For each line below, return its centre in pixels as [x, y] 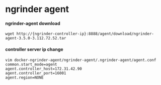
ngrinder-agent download [33, 23]
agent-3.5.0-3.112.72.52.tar [36, 38]
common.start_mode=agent [31, 64]
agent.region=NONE [24, 77]
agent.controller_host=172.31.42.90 [44, 68]
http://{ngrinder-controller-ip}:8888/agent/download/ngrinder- [85, 34]
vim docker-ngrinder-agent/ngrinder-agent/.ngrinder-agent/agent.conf [81, 60]
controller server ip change [34, 49]
